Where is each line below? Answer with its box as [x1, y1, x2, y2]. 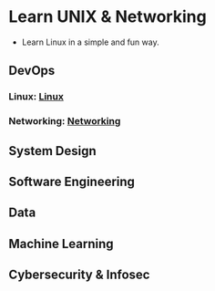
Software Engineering [8, 173, 136, 189]
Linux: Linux [8, 90, 65, 103]
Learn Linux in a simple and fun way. [21, 36, 160, 47]
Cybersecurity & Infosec [8, 267, 150, 283]
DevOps [8, 63, 56, 78]
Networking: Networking [8, 115, 121, 128]
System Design [8, 143, 97, 159]
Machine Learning [8, 235, 115, 252]
